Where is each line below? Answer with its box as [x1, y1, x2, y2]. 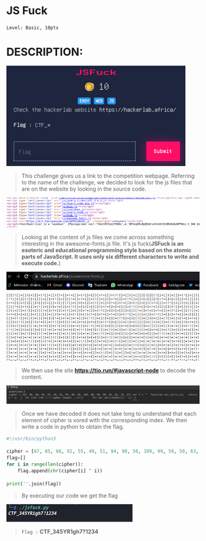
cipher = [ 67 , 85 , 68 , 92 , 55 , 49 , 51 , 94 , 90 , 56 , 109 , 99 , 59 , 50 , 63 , [6, 448, 199, 455]
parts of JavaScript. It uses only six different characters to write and [21, 252, 199, 260]
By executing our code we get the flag [21, 491, 118, 499]
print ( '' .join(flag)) [6, 480, 62, 487]
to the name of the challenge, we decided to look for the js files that [21, 178, 193, 186]
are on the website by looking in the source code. [21, 185, 147, 192]
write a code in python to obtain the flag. [21, 423, 124, 430]
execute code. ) [21, 259, 61, 267]
